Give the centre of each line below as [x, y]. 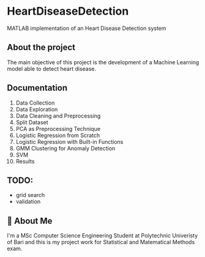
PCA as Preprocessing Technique [58, 128]
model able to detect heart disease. [52, 69]
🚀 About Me [30, 221]
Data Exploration [37, 109]
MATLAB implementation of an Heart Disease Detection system [87, 28]
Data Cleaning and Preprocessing [58, 116]
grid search [30, 195]
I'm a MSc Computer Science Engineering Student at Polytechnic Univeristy [102, 236]
